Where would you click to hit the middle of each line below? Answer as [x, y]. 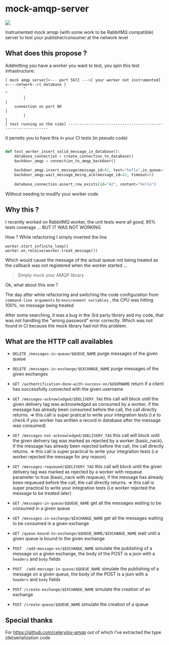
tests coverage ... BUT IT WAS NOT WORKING [53, 227]
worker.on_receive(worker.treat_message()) [52, 250]
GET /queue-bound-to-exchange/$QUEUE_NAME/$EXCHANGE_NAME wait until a [86, 533]
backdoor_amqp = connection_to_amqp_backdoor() [65, 161]
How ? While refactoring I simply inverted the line [56, 237]
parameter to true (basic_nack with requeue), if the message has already [88, 477]
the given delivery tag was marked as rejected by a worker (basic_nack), [88, 441]
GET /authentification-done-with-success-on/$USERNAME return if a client [88, 384]
